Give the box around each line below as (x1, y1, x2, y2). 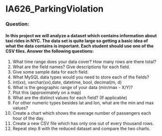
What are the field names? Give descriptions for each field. (12, 64, 130, 70)
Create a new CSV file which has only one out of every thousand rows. (12, 121, 154, 126)
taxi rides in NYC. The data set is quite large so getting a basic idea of (5, 38, 148, 44)
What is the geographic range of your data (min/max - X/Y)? (12, 85, 133, 91)
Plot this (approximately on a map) (12, 90, 81, 95)
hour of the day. (12, 115, 45, 121)
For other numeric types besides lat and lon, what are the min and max (12, 100, 154, 106)
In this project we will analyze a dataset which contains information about (5, 32, 157, 38)
